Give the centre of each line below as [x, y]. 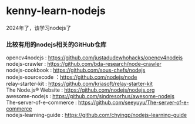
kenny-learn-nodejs [56, 11]
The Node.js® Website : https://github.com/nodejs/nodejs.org [80, 90]
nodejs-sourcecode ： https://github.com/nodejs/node [72, 77]
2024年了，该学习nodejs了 [39, 28]
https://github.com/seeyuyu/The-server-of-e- [134, 103]
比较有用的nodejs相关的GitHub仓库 [56, 44]
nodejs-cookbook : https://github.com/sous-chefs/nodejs [76, 70]
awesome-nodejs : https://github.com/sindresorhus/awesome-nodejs [90, 96]
